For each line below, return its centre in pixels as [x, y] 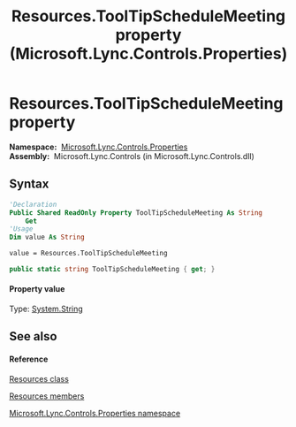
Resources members [47, 396]
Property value [37, 289]
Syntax [29, 184]
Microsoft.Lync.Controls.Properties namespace [95, 413]
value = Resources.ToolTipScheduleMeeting [88, 254]
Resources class [39, 378]
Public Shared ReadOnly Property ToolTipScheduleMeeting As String [136, 213]
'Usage [21, 229]
